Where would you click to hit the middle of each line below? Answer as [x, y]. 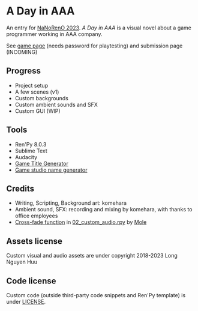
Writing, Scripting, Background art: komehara [71, 203]
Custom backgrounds [42, 98]
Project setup [31, 85]
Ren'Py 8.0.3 [31, 144]
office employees [36, 216]
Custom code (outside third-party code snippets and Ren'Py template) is [96, 295]
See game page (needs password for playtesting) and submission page [94, 46]
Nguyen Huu [22, 262]
